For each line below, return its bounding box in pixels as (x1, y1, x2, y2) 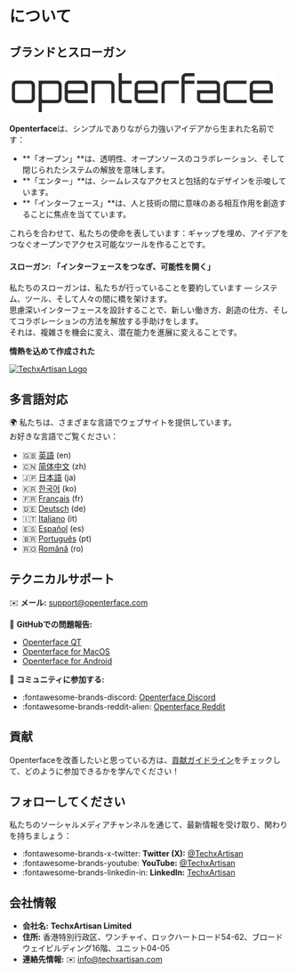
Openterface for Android (21, 655, 113, 666)
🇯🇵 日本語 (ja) (21, 472, 76, 483)
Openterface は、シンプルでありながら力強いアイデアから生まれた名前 (9, 124, 267, 134)
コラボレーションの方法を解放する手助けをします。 (16, 316, 204, 327)
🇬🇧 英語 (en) (21, 450, 72, 461)
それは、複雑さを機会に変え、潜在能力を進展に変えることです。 (9, 327, 242, 337)
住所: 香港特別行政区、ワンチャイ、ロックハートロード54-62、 (21, 932, 253, 943)
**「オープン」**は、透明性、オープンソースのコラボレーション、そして (21, 153, 285, 164)
